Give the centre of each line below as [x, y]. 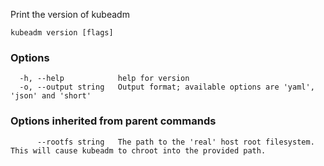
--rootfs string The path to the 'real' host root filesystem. [175, 142]
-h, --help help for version [104, 79]
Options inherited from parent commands [113, 121]
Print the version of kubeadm [70, 14]
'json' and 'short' [51, 96]
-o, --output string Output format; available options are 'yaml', [167, 87]
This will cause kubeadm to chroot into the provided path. [138, 150]
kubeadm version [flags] [62, 33]
